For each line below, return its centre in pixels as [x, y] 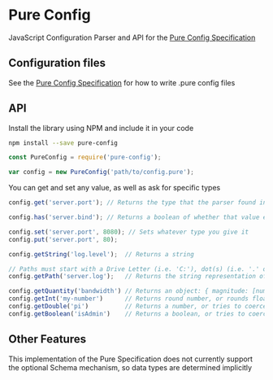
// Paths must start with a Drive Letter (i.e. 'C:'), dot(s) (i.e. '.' [134, 269]
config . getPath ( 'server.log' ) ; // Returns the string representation [132, 277]
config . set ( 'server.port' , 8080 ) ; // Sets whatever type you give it [129, 232]
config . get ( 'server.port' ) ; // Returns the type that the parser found [132, 203]
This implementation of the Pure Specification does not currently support [131, 359]
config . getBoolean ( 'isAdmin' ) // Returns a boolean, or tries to [127, 314]
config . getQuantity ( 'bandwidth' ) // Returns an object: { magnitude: [129, 291]
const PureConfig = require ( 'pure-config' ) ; [85, 157]
